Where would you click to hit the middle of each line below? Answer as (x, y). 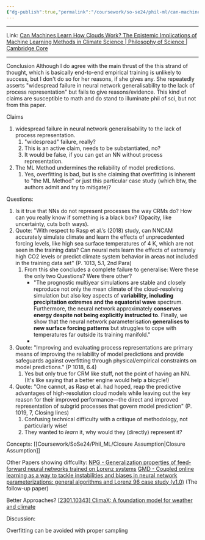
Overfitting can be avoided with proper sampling (67, 530)
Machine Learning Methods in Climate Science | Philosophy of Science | (97, 42)
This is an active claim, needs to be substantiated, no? (92, 148)
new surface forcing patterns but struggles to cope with (105, 328)
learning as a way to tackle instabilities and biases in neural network (92, 475)
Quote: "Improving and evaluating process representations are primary (104, 347)
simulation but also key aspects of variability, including (103, 295)
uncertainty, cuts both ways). (52, 223)
